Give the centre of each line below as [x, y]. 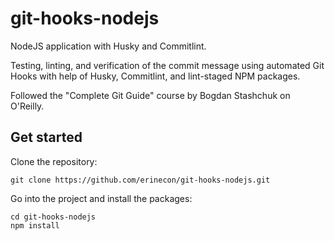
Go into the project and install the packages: [101, 198]
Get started [46, 137]
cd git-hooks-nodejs [53, 217]
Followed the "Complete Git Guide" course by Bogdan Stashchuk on [150, 95]
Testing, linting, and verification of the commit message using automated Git [167, 65]
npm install [35, 225]
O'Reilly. [27, 106]
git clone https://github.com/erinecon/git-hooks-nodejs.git [140, 180]
